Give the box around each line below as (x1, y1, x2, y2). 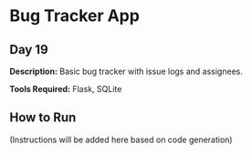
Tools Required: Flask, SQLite (9, 84, 122, 94)
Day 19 (9, 42, 48, 57)
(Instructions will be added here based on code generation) (9, 134, 233, 145)
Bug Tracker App (9, 5, 140, 26)
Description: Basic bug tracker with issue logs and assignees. (9, 66, 244, 77)
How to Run (9, 110, 77, 126)
